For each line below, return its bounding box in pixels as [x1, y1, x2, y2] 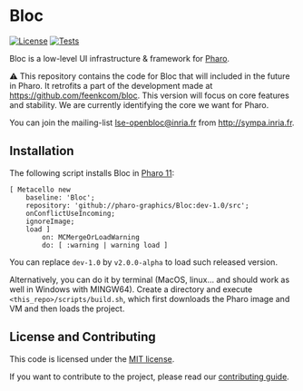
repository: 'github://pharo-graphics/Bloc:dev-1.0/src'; [25, 200, 249, 210]
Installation [9, 143, 74, 159]
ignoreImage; [25, 217, 75, 226]
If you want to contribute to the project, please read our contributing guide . [9, 371, 290, 382]
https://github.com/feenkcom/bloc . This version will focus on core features [9, 90, 290, 101]
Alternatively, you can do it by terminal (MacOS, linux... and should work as [9, 274, 290, 285]
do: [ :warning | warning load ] [42, 240, 169, 249]
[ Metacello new [9, 185, 71, 194]
